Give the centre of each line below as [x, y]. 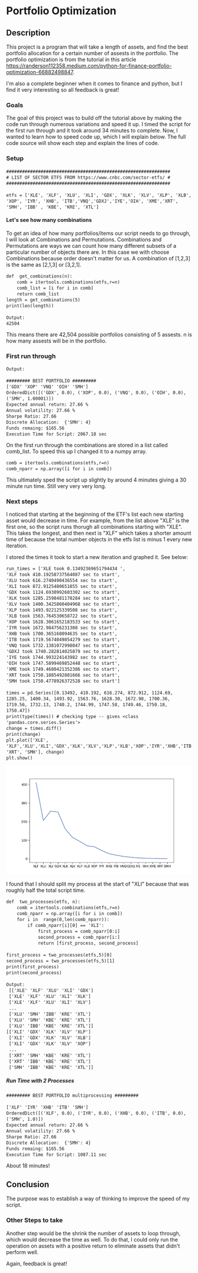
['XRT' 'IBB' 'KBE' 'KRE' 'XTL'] [50, 1062]
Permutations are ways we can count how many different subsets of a [91, 245]
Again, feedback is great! [37, 1264]
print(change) [24, 735]
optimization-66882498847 [40, 72]
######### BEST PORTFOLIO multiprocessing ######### [72, 1096]
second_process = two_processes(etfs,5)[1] [61, 961]
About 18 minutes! [28, 1166]
